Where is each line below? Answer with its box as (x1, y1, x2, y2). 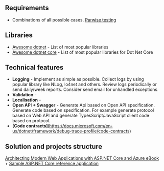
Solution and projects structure (5, 142, 102, 150)
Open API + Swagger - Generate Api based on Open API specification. (12, 102, 155, 108)
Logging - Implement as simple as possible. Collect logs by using (12, 76, 144, 82)
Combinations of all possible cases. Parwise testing (12, 17, 117, 22)
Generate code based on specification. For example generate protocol (12, 107, 154, 113)
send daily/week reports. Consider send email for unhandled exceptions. (12, 86, 159, 92)
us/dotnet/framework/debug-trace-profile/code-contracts (12, 128, 130, 134)
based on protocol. (12, 118, 50, 124)
